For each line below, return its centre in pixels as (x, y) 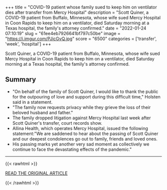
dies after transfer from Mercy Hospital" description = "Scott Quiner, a (77, 12)
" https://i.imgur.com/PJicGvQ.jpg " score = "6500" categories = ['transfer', (81, 39)
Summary (21, 79)
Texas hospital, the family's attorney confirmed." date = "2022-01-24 (76, 28)
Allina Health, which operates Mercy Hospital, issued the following (80, 128)
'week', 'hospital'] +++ (28, 44)
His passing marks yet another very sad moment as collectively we (81, 144)
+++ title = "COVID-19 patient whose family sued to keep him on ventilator (81, 7)
